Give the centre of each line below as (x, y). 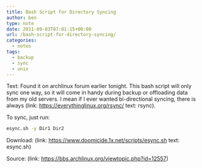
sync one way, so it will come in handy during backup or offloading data (97, 93)
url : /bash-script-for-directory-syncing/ (61, 35)
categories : (21, 40)
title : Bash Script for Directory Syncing (61, 12)
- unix (20, 69)
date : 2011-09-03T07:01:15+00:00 (49, 29)
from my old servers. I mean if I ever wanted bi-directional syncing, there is (101, 99)
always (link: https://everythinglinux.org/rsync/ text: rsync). (81, 106)
